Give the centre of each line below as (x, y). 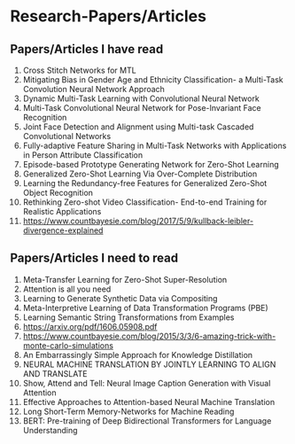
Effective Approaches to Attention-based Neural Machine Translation (149, 401)
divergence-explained (63, 230)
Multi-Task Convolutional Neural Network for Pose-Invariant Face (142, 108)
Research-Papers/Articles (109, 16)
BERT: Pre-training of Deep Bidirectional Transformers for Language (147, 421)
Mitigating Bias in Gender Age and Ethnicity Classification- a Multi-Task (153, 80)
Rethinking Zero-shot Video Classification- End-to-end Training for (145, 202)
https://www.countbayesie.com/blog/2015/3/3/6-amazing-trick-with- (149, 336)
